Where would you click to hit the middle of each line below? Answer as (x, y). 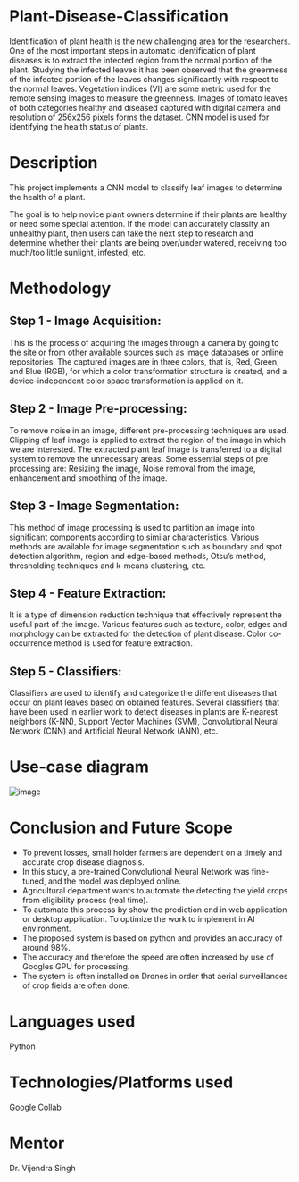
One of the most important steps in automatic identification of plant (133, 50)
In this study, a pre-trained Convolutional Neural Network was (136, 872)
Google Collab (36, 1107)
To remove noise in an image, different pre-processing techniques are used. (149, 430)
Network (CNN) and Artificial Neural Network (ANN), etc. (114, 731)
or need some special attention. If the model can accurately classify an (139, 223)
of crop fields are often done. (76, 985)
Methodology (60, 289)
